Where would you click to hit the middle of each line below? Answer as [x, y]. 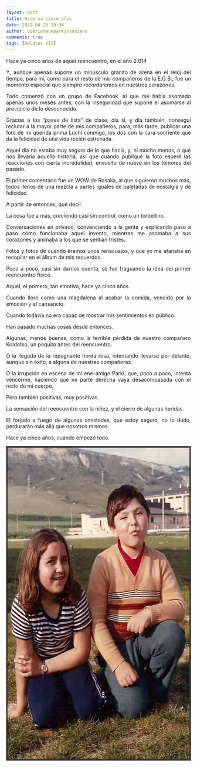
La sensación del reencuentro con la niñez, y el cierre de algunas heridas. [95, 408]
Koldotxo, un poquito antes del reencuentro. [59, 344]
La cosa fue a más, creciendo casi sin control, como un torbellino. [86, 216]
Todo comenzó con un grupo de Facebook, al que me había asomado [98, 96]
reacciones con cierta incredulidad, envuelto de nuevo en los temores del [98, 163]
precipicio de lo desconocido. [42, 109]
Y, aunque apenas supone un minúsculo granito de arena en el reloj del [98, 72]
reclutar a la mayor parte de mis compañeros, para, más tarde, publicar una [98, 126]
